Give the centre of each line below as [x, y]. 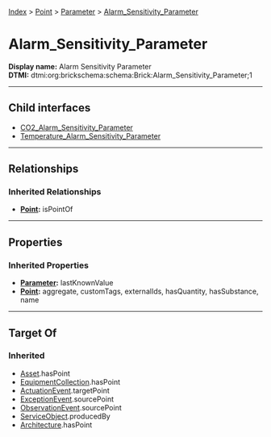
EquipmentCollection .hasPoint [70, 381]
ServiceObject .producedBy [65, 416]
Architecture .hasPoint [56, 425]
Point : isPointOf [46, 210]
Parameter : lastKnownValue [67, 283]
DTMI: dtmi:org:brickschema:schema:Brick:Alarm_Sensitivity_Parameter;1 [130, 75]
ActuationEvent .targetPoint [65, 390]
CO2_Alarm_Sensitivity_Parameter [76, 127]
